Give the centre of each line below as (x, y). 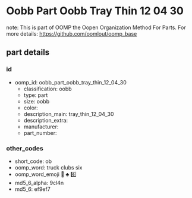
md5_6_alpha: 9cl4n (39, 183)
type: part (36, 95)
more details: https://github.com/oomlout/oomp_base (72, 33)
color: (31, 108)
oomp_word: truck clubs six (48, 167)
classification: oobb (48, 89)
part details (28, 53)
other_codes (25, 148)
